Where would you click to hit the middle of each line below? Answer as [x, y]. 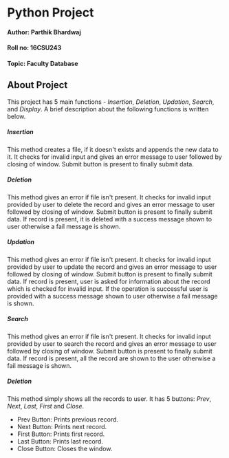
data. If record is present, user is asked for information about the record [109, 281]
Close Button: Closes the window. [65, 448]
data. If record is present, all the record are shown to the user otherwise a [111, 358]
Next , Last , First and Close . [46, 406]
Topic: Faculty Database [43, 63]
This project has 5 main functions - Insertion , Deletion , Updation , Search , [111, 102]
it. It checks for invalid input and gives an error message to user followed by [115, 157]
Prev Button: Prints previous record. [68, 419]
